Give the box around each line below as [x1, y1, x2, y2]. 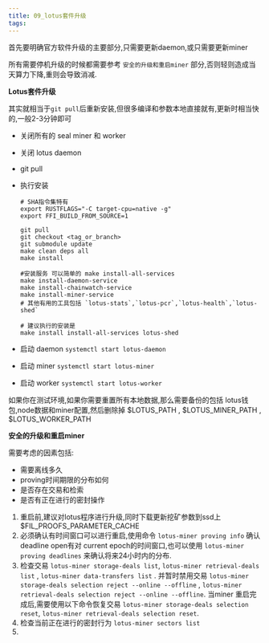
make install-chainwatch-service [19, 283, 132, 291]
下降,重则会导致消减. [29, 69, 98, 79]
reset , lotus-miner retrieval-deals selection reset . [19, 608, 199, 618]
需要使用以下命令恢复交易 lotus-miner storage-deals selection [35, 599, 249, 608]
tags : [8, 19, 26, 27]
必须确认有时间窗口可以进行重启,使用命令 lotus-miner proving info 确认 [19, 531, 261, 540]
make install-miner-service [19, 291, 114, 299]
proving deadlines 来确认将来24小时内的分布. [19, 551, 172, 560]
